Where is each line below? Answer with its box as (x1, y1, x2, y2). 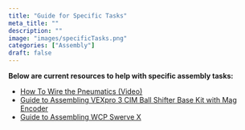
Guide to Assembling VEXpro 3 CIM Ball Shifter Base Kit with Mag (19, 95, 237, 104)
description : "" (8, 26, 63, 35)
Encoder (19, 104, 48, 113)
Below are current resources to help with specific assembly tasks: (8, 71, 234, 80)
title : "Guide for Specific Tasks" (8, 11, 128, 20)
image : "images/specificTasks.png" (8, 34, 128, 43)
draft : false (8, 49, 52, 57)
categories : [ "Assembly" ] (8, 42, 95, 50)
